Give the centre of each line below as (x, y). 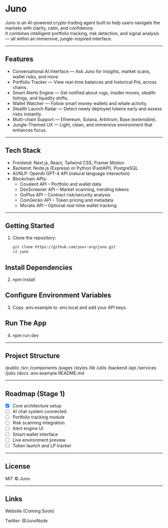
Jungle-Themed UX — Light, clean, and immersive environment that (82, 125)
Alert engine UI (28, 429)
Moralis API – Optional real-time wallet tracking (68, 205)
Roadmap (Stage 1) (35, 394)
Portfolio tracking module (38, 417)
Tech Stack (23, 150)
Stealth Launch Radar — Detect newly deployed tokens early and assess (87, 109)
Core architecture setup (37, 406)
